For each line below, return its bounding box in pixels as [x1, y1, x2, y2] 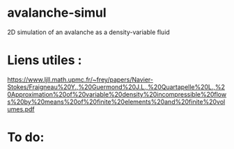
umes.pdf [7, 104, 35, 113]
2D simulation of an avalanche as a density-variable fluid [7, 28, 171, 36]
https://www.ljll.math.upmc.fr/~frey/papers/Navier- [7, 75, 153, 84]
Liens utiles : [7, 52, 82, 68]
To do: [7, 130, 45, 146]
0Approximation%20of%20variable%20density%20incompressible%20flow [7, 90, 227, 98]
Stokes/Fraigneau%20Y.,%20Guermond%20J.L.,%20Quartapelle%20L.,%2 [7, 82, 225, 91]
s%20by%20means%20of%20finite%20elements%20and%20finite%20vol [7, 97, 226, 106]
